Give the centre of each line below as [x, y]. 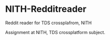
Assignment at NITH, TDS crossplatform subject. [55, 32]
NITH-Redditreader [46, 9]
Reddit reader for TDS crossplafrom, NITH [48, 23]
